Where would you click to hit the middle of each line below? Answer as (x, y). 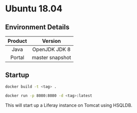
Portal (17, 57)
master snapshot (51, 57)
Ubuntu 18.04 (34, 9)
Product (17, 41)
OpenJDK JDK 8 (51, 49)
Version (52, 41)
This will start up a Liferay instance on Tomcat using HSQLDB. (69, 105)
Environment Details (37, 27)
